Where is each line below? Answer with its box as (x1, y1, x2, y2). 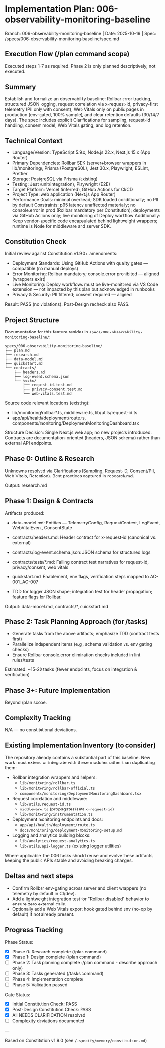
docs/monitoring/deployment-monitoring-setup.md (19, 828, 122, 833)
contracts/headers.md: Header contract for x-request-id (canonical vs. (12, 534, 157, 540)
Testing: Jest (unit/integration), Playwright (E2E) (12, 181, 110, 187)
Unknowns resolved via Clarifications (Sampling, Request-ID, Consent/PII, (5, 468, 155, 474)
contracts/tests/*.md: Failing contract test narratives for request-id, (12, 559, 149, 565)
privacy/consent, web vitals (12, 564, 69, 570)
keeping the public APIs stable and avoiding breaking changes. (5, 857, 133, 863)
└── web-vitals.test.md (23, 391, 72, 396)
